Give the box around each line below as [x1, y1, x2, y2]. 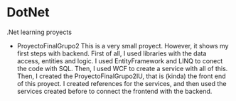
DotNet [6, 4, 50, 21]
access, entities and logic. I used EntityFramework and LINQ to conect [16, 56, 223, 65]
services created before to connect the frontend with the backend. [16, 87, 213, 95]
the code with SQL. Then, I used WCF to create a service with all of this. [16, 64, 228, 73]
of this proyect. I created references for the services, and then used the [16, 79, 227, 87]
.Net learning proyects [6, 28, 73, 36]
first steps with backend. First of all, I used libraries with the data [16, 49, 207, 58]
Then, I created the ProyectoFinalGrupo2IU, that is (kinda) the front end [16, 72, 226, 80]
